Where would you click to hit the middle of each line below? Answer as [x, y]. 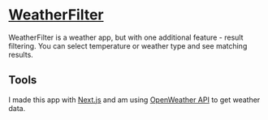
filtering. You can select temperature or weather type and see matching [128, 45]
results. [21, 54]
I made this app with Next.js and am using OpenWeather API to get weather [134, 100]
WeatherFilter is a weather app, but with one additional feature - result [126, 37]
